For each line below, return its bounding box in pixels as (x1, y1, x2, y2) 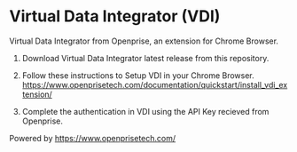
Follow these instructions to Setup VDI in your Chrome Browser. (21, 69, 254, 81)
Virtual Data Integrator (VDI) (9, 6, 221, 27)
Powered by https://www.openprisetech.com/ (9, 132, 176, 143)
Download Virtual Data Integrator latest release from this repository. (21, 52, 270, 63)
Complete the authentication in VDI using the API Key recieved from (21, 106, 270, 116)
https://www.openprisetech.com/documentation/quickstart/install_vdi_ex (21, 79, 288, 90)
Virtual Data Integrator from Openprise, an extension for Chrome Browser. (9, 36, 279, 46)
